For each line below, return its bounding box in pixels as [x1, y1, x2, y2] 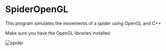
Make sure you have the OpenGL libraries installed [5, 30, 110, 36]
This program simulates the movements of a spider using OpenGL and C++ [5, 20, 161, 26]
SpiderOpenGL [5, 4, 69, 15]
